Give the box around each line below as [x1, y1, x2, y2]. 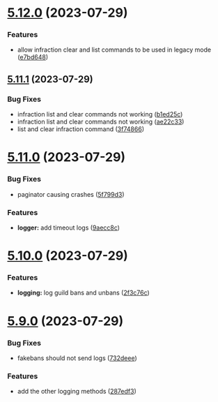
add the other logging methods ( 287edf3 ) [17, 387, 137, 396]
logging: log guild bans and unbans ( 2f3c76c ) [17, 288, 150, 297]
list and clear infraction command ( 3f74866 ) [17, 125, 145, 133]
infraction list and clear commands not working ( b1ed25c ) [17, 110, 183, 119]
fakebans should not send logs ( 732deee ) [17, 354, 137, 362]
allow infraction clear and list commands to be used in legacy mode [17, 45, 211, 54]
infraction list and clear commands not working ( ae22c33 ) [17, 117, 185, 126]
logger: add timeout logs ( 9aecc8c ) [17, 223, 120, 232]
